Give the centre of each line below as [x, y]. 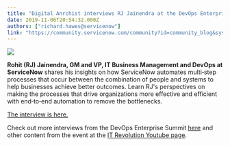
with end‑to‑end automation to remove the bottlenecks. [85, 101]
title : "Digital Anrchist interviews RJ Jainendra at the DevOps [102, 13]
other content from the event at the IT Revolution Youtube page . [97, 135]
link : [15, 33]
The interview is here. [38, 114]
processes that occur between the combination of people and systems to [111, 80]
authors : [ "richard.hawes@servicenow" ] [64, 26]
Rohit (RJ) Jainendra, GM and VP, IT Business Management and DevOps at [115, 65]
